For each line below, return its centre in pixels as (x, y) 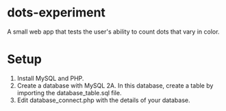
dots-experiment (56, 13)
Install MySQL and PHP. (50, 78)
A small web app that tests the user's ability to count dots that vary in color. (113, 32)
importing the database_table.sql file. (69, 92)
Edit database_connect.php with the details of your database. (103, 100)
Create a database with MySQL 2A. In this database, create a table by (115, 85)
